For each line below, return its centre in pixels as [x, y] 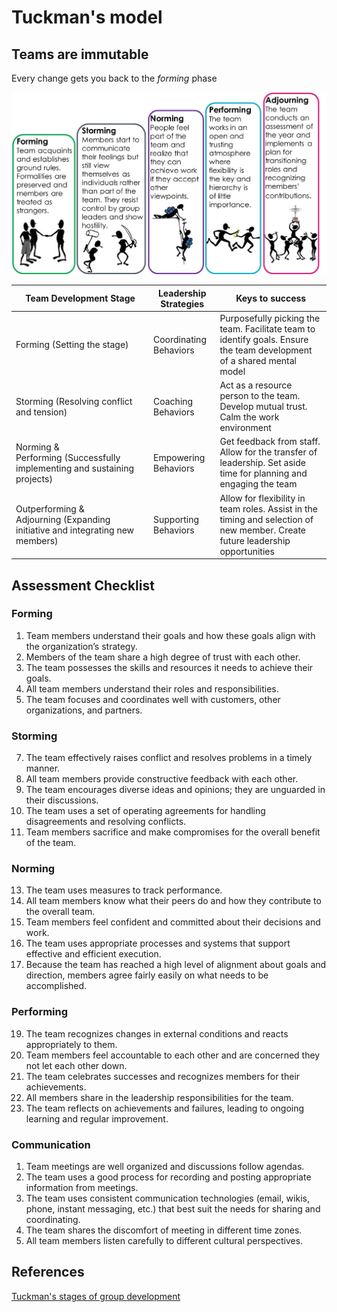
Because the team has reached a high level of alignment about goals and [176, 965]
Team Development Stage [80, 298]
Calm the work [249, 417]
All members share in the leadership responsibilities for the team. [159, 1097]
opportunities [247, 551]
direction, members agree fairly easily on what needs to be [147, 975]
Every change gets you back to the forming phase [114, 78]
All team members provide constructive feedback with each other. [162, 779]
